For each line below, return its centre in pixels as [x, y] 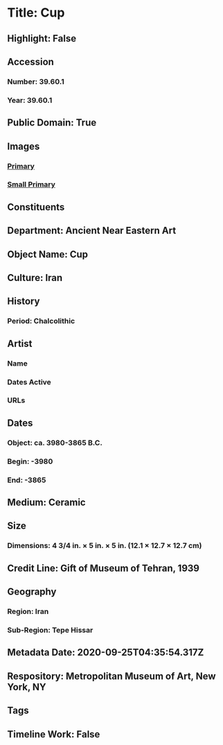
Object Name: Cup [48, 254]
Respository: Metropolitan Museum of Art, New [111, 676]
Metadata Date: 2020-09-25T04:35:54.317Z [106, 652]
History [24, 301]
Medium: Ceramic [46, 503]
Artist [20, 344]
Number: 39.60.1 [36, 81]
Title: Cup [36, 13]
